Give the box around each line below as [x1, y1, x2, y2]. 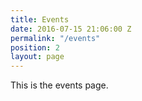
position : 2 [10, 42, 60, 53]
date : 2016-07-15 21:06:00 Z [10, 24, 132, 34]
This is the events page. [10, 79, 109, 91]
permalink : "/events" [10, 33, 101, 43]
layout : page [10, 52, 65, 62]
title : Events [10, 14, 70, 25]
